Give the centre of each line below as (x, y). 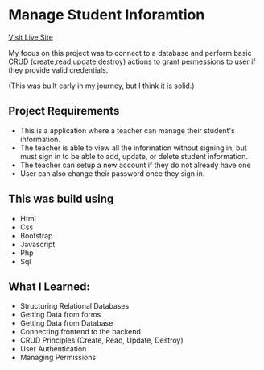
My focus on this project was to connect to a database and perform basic (130, 53)
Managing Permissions (58, 358)
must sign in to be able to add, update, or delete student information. (134, 156)
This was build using (61, 199)
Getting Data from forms (60, 315)
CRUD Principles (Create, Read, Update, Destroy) (101, 340)
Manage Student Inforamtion (107, 15)
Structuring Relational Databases (74, 306)
